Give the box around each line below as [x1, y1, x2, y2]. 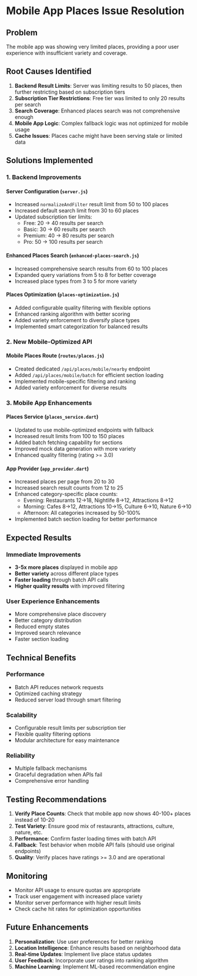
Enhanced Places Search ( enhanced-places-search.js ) [6, 252, 139, 259]
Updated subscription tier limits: [14, 213, 92, 220]
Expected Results [6, 532, 72, 542]
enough [14, 113, 34, 120]
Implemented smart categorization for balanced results [14, 323, 148, 330]
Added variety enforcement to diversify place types [14, 316, 140, 323]
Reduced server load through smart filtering [14, 696, 121, 703]
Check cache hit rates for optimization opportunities [14, 905, 141, 912]
